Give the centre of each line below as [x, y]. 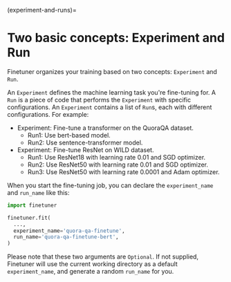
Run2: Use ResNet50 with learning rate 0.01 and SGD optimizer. [118, 164]
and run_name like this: [38, 192]
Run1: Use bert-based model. [69, 135]
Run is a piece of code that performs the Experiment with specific [99, 100]
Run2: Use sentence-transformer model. [85, 142]
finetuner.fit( [29, 218]
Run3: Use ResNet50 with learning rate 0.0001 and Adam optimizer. [123, 171]
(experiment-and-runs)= [42, 10]
